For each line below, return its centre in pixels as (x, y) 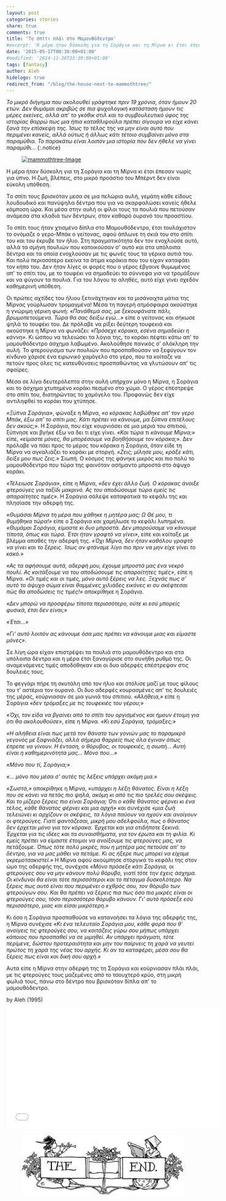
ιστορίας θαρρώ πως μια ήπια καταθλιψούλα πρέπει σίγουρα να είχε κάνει (103, 122)
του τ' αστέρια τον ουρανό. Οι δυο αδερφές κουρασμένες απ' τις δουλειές (102, 690)
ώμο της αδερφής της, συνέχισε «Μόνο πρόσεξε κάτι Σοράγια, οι (90, 867)
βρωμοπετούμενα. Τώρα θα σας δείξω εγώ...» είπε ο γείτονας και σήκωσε (101, 318)
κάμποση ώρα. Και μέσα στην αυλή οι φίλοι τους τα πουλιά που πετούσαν (101, 209)
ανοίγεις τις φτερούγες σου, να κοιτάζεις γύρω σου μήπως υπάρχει (93, 930)
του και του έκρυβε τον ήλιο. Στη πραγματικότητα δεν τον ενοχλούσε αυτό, (103, 241)
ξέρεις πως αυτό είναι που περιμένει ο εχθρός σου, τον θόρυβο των (93, 886)
